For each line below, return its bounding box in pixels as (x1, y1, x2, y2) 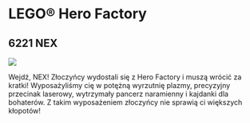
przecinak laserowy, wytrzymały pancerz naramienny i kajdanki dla (8, 89, 229, 98)
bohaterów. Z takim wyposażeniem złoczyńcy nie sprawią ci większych (8, 98, 243, 107)
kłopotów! (8, 106, 42, 115)
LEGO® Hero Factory (8, 5, 148, 23)
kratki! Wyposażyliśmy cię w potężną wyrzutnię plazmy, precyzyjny (8, 81, 231, 90)
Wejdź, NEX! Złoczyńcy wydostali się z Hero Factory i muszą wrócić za (8, 72, 242, 82)
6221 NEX (8, 37, 58, 50)
